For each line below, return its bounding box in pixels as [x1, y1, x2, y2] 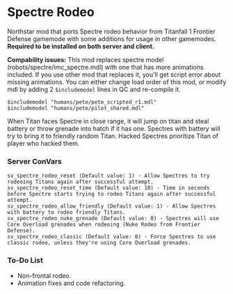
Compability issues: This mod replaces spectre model [7, 55, 164, 63]
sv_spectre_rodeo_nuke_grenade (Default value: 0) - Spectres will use [7, 215, 219, 222]
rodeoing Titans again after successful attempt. [7, 178, 154, 185]
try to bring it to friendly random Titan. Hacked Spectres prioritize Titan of [7, 132, 219, 140]
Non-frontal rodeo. [17, 271, 72, 279]
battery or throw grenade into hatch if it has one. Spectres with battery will [7, 124, 220, 132]
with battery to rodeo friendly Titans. [7, 209, 127, 216]
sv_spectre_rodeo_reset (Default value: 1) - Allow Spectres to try [7, 172, 210, 180]
